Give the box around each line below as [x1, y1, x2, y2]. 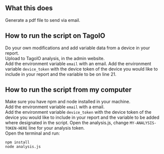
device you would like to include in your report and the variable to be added [5, 114, 160, 121]
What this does [5, 4, 53, 12]
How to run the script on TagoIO [5, 32, 106, 40]
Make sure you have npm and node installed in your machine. [5, 99, 130, 105]
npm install [5, 140, 30, 145]
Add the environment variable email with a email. [5, 104, 105, 110]
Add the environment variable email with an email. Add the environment [5, 61, 152, 67]
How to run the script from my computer [5, 85, 132, 94]
